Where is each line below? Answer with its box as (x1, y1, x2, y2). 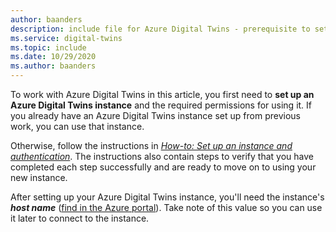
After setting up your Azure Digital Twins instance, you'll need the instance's (10, 191, 325, 203)
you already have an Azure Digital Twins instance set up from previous (10, 110, 301, 121)
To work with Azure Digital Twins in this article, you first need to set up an (10, 89, 315, 100)
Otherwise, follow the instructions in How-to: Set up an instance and (10, 140, 293, 151)
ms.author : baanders (10, 61, 97, 71)
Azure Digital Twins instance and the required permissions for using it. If (10, 99, 313, 111)
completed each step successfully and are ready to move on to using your (10, 161, 317, 173)
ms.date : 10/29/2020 (10, 52, 97, 62)
